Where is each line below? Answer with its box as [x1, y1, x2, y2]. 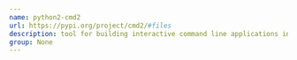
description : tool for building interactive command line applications [9, 29, 278, 38]
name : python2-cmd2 [9, 12, 81, 22]
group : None [9, 37, 53, 47]
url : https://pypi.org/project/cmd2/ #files [9, 21, 172, 30]
